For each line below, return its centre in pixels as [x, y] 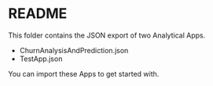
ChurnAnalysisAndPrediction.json [74, 50]
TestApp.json [41, 59]
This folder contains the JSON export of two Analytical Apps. [107, 35]
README [38, 14]
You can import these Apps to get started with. [84, 73]
